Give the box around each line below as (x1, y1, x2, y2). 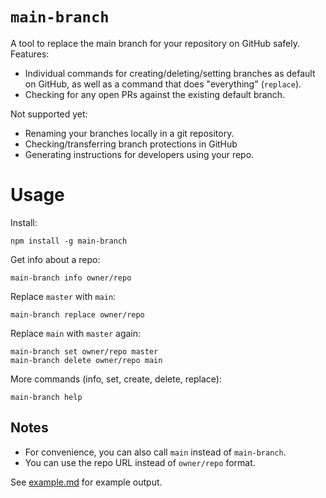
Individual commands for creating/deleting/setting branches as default (24, 67, 316, 79)
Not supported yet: (10, 108, 88, 120)
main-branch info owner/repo (10, 273, 132, 283)
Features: (10, 48, 50, 60)
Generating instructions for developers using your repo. (24, 148, 255, 160)
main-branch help (10, 392, 83, 402)
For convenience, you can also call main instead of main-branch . (24, 446, 287, 458)
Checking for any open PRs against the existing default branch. (24, 88, 286, 100)
